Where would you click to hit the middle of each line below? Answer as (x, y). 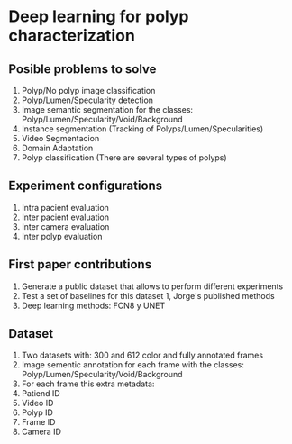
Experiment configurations (86, 186)
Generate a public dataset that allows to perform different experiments (152, 286)
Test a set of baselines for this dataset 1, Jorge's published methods (148, 295)
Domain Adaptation (57, 148)
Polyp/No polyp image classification (88, 91)
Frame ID (38, 422)
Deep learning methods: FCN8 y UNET (93, 305)
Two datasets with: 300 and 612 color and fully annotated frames (142, 355)
